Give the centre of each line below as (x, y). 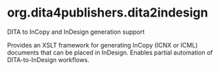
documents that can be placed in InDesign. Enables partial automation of (110, 52)
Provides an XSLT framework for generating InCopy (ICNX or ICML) (102, 45)
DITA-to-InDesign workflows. (48, 59)
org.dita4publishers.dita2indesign (108, 13)
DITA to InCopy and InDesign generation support (76, 32)
